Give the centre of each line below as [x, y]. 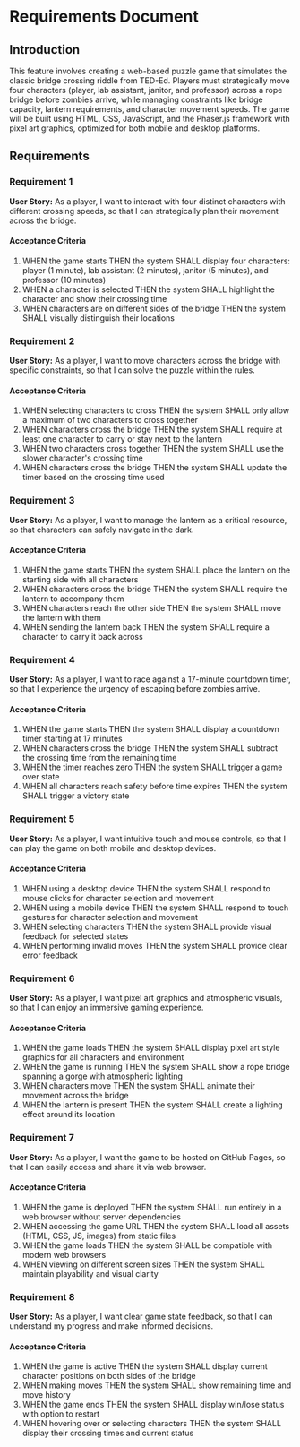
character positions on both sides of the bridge [109, 1376]
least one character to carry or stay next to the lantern [122, 439]
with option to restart [61, 1414]
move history [47, 1395]
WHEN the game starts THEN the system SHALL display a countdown [150, 729]
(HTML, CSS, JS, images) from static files [99, 1236]
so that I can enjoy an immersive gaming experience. [107, 1008]
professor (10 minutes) [64, 280]
